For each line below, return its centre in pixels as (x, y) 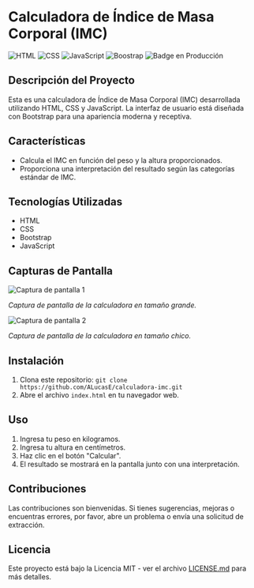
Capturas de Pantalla (60, 271)
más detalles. (30, 577)
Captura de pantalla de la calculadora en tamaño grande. (103, 305)
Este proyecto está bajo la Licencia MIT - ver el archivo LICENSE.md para (127, 568)
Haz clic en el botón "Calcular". (70, 455)
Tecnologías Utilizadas (65, 202)
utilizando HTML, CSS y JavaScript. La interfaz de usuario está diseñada (126, 107)
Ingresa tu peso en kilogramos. (70, 439)
